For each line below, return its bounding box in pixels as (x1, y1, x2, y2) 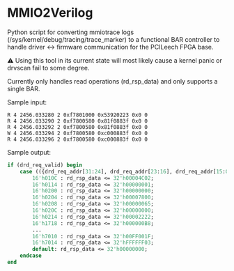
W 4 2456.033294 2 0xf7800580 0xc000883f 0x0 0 (7, 130, 148, 137)
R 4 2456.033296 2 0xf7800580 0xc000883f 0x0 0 (7, 136, 148, 143)
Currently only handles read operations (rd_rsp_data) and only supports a (7, 77, 218, 85)
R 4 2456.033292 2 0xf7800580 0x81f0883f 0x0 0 (7, 123, 148, 130)
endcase (19, 252, 42, 259)
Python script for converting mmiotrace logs (7, 28, 134, 36)
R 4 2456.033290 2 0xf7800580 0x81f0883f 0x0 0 (7, 117, 148, 125)
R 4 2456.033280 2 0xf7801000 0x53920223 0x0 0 (7, 111, 148, 118)
